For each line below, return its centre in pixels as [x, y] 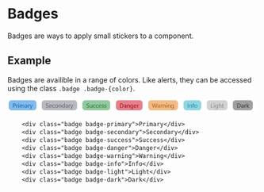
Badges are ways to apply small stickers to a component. [101, 36]
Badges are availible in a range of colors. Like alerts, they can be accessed [130, 79]
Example [29, 61]
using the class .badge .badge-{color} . [71, 88]
